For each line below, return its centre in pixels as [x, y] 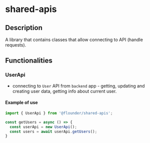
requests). [16, 45]
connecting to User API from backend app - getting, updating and [78, 85]
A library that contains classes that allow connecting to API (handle [74, 39]
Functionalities [29, 61]
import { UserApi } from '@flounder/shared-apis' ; [59, 113]
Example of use [22, 102]
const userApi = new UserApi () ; [43, 127]
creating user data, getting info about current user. [64, 91]
